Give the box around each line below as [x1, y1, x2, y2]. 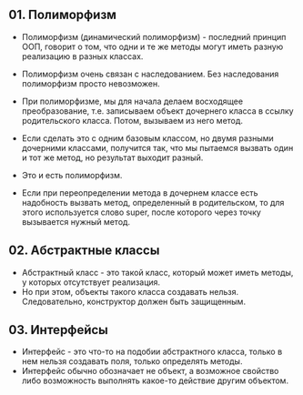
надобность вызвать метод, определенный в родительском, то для [21, 197, 285, 208]
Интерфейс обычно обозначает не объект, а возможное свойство [21, 366, 279, 377]
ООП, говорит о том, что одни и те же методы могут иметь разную [21, 41, 284, 52]
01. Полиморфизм [8, 7, 117, 23]
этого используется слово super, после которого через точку [21, 207, 261, 218]
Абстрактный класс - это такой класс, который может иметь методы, [21, 267, 294, 278]
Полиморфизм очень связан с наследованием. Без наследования [21, 68, 279, 79]
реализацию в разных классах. [21, 50, 144, 62]
